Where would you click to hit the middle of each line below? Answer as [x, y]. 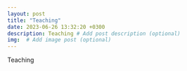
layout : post [26, 14]
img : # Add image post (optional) [59, 40]
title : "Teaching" [34, 20]
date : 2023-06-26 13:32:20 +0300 [56, 27]
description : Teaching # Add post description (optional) [94, 33]
